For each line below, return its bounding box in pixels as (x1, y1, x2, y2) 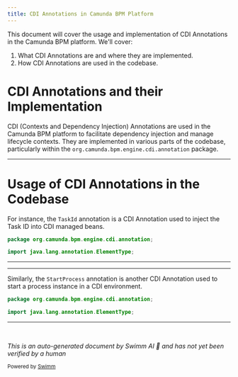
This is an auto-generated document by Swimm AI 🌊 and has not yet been (7, 342, 225, 350)
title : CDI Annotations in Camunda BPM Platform (7, 10, 154, 18)
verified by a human (7, 349, 67, 358)
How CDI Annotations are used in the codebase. (17, 58, 159, 67)
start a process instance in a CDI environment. (7, 282, 143, 291)
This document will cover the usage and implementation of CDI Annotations (7, 30, 228, 38)
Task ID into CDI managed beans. (7, 222, 105, 230)
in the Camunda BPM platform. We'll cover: (7, 37, 133, 46)
